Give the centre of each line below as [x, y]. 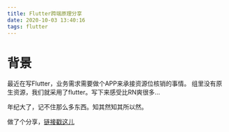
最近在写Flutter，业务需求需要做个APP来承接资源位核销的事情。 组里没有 [112, 83]
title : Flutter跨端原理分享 [45, 14]
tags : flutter [28, 26]
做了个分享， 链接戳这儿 [41, 122]
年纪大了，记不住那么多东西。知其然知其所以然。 [77, 107]
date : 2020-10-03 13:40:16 [46, 20]
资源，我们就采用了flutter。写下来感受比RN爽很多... [86, 92]
